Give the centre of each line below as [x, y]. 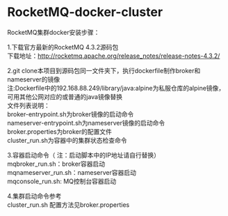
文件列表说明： [28, 105]
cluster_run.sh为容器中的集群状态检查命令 [67, 140]
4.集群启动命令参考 [34, 196]
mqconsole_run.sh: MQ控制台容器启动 [62, 181]
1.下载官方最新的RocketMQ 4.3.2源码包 [63, 47]
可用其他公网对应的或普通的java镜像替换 [65, 97]
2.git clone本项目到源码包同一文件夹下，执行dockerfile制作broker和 [104, 70]
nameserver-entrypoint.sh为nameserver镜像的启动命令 [86, 123]
